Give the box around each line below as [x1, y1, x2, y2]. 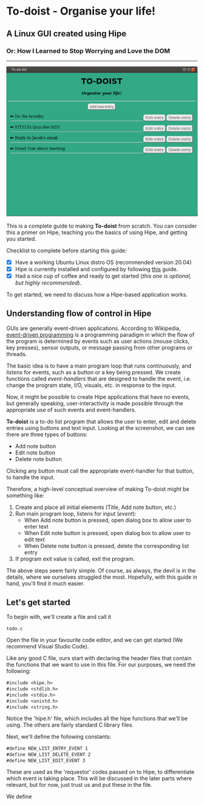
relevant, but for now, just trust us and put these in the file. [6, 781, 152, 789]
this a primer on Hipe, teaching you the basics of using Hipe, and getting [6, 229, 188, 236]
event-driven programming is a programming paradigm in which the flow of [6, 331, 195, 338]
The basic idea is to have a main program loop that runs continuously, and [6, 362, 192, 369]
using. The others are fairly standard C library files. [6, 721, 134, 729]
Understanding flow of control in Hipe [6, 308, 152, 319]
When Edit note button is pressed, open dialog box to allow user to [24, 529, 191, 536]
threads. [6, 350, 27, 357]
